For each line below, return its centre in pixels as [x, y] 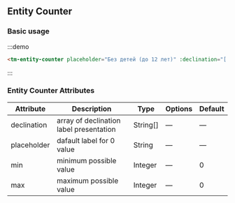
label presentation [86, 129]
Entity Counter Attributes [51, 91]
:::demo [18, 46]
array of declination [89, 120]
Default [212, 109]
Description [92, 109]
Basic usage [29, 31]
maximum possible [88, 181]
